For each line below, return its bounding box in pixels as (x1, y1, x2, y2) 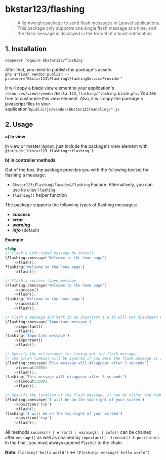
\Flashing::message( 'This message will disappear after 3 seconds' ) (5, 360, 149, 365)
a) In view (5, 133, 26, 139)
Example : (5, 236, 25, 242)
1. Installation (5, 45, 47, 53)
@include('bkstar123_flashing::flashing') (5, 148, 94, 153)
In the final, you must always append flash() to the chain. (5, 440, 123, 446)
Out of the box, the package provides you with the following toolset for (5, 167, 149, 172)
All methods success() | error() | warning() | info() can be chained (5, 429, 152, 435)
